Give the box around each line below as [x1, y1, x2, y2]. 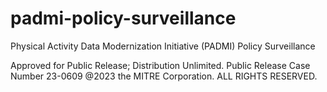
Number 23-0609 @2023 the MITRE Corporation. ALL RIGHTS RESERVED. [10, 70, 318, 82]
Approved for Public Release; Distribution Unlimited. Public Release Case [10, 59, 311, 71]
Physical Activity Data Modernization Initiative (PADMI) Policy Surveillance [10, 40, 316, 52]
